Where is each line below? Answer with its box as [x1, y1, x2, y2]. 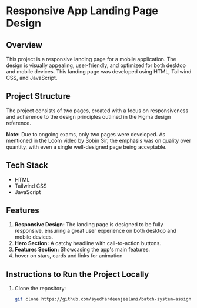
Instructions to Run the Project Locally [6, 269, 149, 279]
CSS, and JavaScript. [6, 75, 58, 81]
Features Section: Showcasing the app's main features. [14, 246, 151, 253]
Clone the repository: [14, 285, 66, 292]
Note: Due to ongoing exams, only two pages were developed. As [6, 130, 166, 138]
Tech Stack [6, 160, 48, 170]
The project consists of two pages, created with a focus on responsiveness [6, 107, 189, 114]
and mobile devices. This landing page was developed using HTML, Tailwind [6, 68, 192, 75]
